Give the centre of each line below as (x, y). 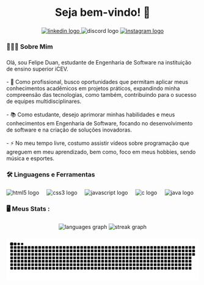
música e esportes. (31, 158)
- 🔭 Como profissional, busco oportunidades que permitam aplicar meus (97, 82)
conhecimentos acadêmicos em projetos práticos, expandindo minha (93, 88)
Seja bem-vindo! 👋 (103, 12)
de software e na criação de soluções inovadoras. (69, 130)
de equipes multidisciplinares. (44, 101)
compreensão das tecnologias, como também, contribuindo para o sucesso (101, 94)
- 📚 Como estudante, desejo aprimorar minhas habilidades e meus (91, 114)
